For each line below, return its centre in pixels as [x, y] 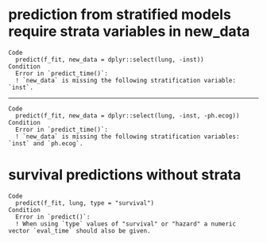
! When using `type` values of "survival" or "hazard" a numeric [126, 224]
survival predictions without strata [125, 175]
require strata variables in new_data [129, 31]
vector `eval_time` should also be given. [79, 231]
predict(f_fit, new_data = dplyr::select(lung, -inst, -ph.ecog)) [128, 116]
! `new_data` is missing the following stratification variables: [128, 137]
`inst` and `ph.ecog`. [46, 143]
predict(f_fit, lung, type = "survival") [85, 203]
